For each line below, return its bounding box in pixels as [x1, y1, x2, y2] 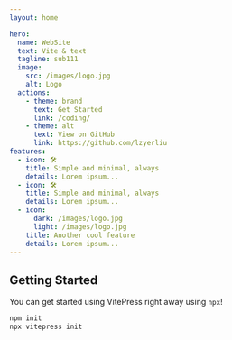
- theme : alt [25, 122, 75, 131]
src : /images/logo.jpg [25, 71, 111, 81]
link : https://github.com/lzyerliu [32, 139, 168, 148]
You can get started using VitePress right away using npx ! [9, 297, 223, 308]
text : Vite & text [17, 46, 88, 55]
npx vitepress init [9, 322, 83, 332]
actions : [17, 87, 51, 97]
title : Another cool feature [25, 231, 135, 240]
